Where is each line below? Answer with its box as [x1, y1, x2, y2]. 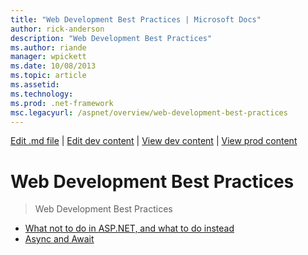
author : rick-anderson [10, 24, 105, 34]
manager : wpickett [10, 52, 87, 62]
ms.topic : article [10, 71, 87, 81]
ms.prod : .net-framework [10, 98, 114, 108]
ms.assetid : [10, 80, 60, 90]
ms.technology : [10, 89, 74, 99]
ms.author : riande [10, 42, 87, 53]
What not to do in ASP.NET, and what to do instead [24, 222, 235, 235]
